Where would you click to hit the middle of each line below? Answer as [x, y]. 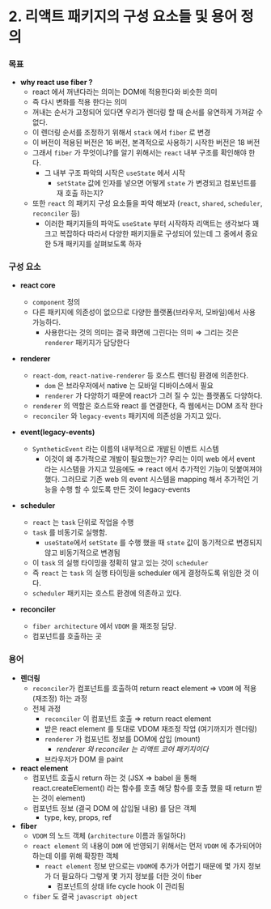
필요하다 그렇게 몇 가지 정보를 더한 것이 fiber [132, 877]
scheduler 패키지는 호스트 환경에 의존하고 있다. [107, 593]
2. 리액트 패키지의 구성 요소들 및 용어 [123, 17]
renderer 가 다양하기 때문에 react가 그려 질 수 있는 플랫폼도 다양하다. [153, 395]
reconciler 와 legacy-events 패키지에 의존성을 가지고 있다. [127, 416]
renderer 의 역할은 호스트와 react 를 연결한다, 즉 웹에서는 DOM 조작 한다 [147, 405]
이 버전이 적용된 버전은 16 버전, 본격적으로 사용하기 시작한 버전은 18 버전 [146, 143]
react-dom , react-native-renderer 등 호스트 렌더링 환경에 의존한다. [140, 375]
